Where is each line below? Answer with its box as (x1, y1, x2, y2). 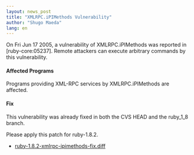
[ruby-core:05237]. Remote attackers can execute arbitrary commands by (6, 48, 186, 55)
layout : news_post (6, 8, 51, 15)
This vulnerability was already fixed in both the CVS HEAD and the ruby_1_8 (6, 113, 189, 120)
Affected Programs (6, 67, 54, 74)
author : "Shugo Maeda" (6, 19, 62, 25)
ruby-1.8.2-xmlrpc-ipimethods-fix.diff (14, 142, 106, 149)
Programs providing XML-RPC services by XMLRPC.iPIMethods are (6, 80, 170, 87)
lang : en (6, 25, 28, 31)
